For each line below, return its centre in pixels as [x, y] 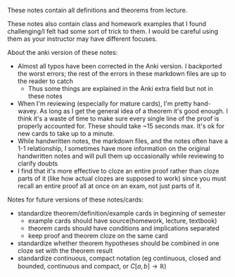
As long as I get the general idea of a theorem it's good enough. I [134, 111]
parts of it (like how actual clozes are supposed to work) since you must [122, 178]
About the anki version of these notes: [63, 53]
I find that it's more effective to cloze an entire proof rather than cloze [118, 171]
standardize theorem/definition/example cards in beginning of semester [122, 213]
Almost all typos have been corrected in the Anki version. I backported [120, 66]
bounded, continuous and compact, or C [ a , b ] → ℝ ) [92, 266]
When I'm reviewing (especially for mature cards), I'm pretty [104, 104]
